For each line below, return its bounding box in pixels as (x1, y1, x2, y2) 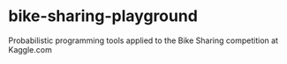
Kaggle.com (8, 44, 52, 54)
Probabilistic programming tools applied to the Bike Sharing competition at (8, 35, 279, 46)
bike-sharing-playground (8, 6, 198, 26)
